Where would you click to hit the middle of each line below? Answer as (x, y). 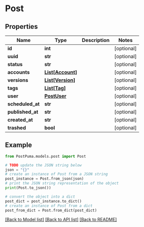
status (15, 64)
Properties (21, 27)
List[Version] (60, 80)
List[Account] (61, 72)
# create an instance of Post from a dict (49, 206)
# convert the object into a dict (40, 196)
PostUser (55, 96)
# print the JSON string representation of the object (62, 184)
